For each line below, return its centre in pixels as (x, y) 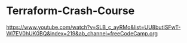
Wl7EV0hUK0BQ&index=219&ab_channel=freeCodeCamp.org (82, 33)
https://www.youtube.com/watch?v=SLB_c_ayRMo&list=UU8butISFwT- (93, 27)
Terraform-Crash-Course (70, 11)
